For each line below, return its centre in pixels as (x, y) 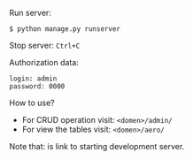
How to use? (32, 103)
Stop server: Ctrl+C (45, 45)
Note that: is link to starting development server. (97, 146)
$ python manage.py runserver (65, 29)
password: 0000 (37, 87)
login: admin (33, 79)
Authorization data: (44, 62)
